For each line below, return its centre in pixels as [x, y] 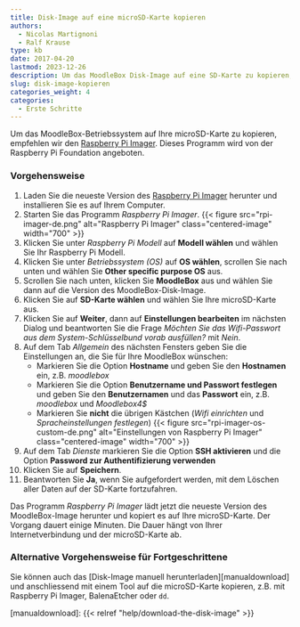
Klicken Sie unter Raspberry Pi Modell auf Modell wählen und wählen [150, 242]
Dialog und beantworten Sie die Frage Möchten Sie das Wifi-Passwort [152, 328]
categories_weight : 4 [50, 92]
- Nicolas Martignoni [58, 34]
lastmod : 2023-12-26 [49, 68]
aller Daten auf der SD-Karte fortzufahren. [100, 489]
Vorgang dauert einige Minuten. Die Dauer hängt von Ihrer [117, 525]
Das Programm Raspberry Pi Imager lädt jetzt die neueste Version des [139, 506]
